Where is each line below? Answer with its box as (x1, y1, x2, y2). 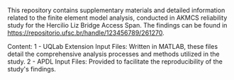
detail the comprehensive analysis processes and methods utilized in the (7, 50, 220, 58)
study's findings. (7, 65, 57, 73)
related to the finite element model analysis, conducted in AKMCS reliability (7, 13, 228, 22)
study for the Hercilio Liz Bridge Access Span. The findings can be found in (7, 21, 228, 29)
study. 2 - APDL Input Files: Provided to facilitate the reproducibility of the (7, 57, 223, 66)
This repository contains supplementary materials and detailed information (7, 6, 225, 14)
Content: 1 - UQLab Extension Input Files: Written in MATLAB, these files (7, 42, 218, 50)
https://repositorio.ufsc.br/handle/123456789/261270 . (7, 28, 165, 37)
